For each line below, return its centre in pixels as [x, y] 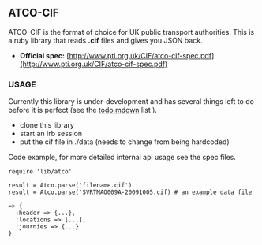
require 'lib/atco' [40, 172]
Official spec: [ [44, 55]
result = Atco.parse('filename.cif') [70, 186]
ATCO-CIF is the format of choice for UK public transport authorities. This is [131, 32]
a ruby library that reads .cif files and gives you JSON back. [105, 40]
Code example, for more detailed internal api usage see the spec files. [122, 158]
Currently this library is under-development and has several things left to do [131, 102]
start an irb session [51, 134]
